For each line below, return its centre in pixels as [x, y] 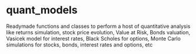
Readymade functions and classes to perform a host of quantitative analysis [98, 26]
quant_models [42, 10]
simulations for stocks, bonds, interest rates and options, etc [79, 45]
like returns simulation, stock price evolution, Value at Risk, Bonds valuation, [98, 32]
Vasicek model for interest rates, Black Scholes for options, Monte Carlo [94, 38]
